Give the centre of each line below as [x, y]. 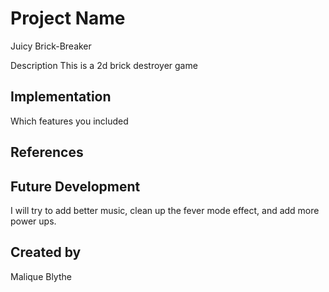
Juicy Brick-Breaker [51, 46]
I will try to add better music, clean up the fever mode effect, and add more [165, 210]
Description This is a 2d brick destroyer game [104, 65]
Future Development [75, 186]
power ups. [33, 221]
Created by [46, 252]
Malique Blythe [41, 276]
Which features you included [69, 121]
